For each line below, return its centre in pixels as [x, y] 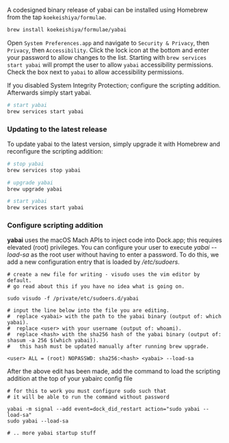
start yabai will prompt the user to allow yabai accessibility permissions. [110, 64]
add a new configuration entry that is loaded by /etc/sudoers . [93, 262]
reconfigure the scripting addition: [55, 151]
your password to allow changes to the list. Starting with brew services [107, 57]
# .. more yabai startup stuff [52, 433]
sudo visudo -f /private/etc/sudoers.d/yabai [73, 299]
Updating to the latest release [57, 129]
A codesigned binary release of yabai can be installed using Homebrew [108, 10]
